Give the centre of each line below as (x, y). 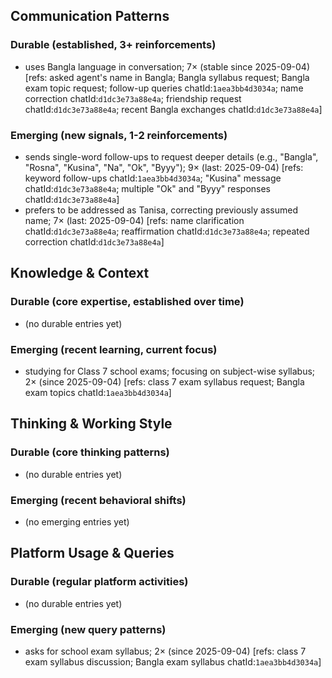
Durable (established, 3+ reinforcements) (113, 45)
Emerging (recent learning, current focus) (114, 349)
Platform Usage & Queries (92, 553)
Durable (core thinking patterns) (90, 452)
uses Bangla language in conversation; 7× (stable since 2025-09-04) (167, 66)
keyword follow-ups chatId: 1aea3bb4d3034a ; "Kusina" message (153, 178)
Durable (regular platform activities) (99, 582)
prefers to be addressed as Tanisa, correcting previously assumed (161, 210)
